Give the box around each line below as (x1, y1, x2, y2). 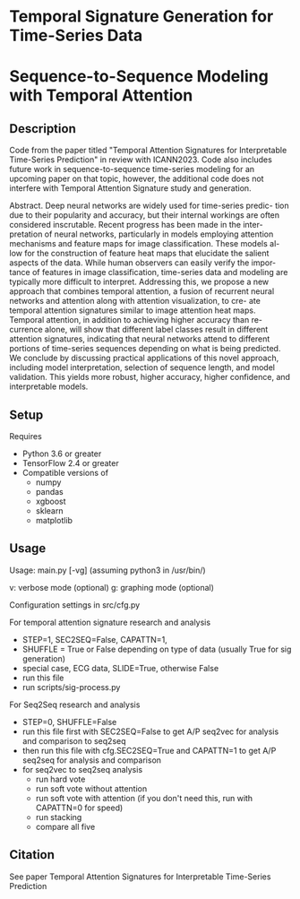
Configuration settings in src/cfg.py (9, 599, 141, 610)
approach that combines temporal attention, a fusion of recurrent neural (9, 286, 275, 297)
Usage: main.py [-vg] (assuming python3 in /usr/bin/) (9, 565, 206, 575)
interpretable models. (9, 381, 89, 392)
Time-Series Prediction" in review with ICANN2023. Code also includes (9, 154, 273, 165)
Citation (9, 847, 56, 862)
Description (9, 121, 76, 136)
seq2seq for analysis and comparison (21, 755, 162, 765)
